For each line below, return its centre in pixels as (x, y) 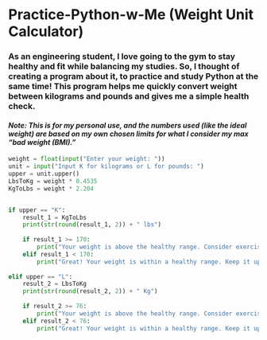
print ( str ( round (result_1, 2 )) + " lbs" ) (92, 225)
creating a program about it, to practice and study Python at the (133, 76)
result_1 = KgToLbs (55, 217)
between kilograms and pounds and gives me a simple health (129, 96)
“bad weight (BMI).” (42, 142)
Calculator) (46, 31)
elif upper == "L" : (41, 276)
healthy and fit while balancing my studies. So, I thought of (124, 67)
